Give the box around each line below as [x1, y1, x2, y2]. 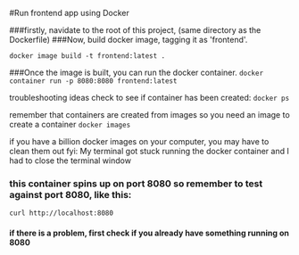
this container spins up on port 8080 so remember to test [9, 177, 263, 190]
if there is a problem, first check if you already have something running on [9, 227, 290, 238]
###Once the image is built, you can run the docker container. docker [9, 67, 264, 78]
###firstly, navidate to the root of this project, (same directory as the [9, 25, 262, 35]
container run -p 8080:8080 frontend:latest [9, 77, 178, 86]
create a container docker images [9, 119, 131, 129]
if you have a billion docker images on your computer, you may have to [9, 136, 270, 146]
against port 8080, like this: [9, 188, 132, 201]
